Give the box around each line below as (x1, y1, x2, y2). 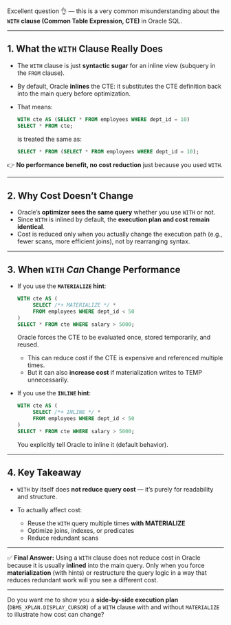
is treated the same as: (16, 135, 82, 143)
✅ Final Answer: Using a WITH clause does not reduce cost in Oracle (7, 553, 201, 562)
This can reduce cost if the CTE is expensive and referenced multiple (27, 354, 223, 362)
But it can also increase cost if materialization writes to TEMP (27, 369, 203, 377)
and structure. (16, 492, 58, 501)
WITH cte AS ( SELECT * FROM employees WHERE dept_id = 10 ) (16, 116, 190, 123)
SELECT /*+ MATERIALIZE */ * (32, 301, 116, 309)
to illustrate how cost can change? (7, 610, 104, 618)
